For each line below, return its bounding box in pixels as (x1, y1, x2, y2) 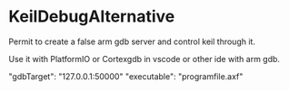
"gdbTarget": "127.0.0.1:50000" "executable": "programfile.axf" (8, 70, 244, 82)
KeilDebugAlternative (8, 6, 175, 27)
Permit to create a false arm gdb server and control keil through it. (8, 36, 256, 47)
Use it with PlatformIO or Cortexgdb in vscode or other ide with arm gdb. (8, 53, 281, 64)
